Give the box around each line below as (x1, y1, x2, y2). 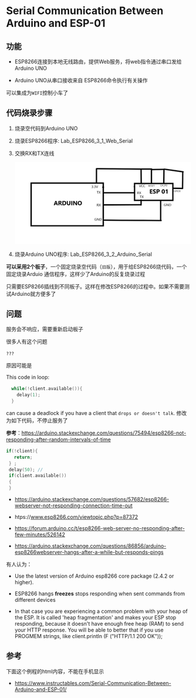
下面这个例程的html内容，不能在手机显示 (6, 667, 104, 675)
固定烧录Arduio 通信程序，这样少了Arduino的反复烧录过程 (6, 270, 146, 277)
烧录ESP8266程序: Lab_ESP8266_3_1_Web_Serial (14, 137, 133, 144)
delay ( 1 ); (16, 392, 41, 398)
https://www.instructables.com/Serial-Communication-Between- (14, 679, 171, 686)
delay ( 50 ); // (8, 467, 43, 473)
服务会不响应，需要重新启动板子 (6, 326, 83, 333)
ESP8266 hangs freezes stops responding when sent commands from (14, 590, 185, 597)
